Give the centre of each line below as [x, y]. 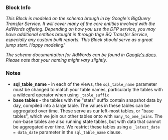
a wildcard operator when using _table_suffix [61, 95]
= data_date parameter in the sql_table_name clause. [67, 132]
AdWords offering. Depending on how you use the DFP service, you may [81, 29]
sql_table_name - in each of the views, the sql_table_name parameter [85, 84]
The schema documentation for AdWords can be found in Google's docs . [81, 55]
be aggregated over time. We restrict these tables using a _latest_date [86, 126]
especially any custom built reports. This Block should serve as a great [79, 40]
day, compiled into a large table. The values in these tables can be [81, 105]
